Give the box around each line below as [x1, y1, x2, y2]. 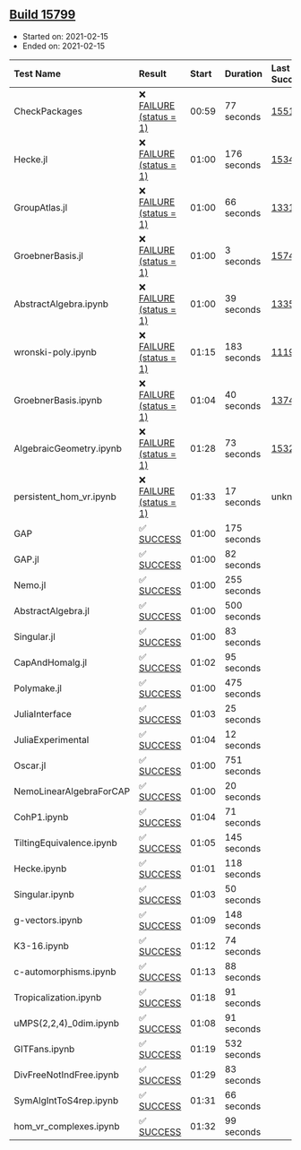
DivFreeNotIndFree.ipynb [13, 1068, 119, 1081]
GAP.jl [13, 553, 39, 566]
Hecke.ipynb [13, 862, 67, 875]
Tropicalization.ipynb [13, 990, 102, 1003]
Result [138, 67, 168, 80]
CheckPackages [13, 105, 83, 117]
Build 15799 [9, 7, 76, 22]
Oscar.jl [13, 759, 47, 772]
